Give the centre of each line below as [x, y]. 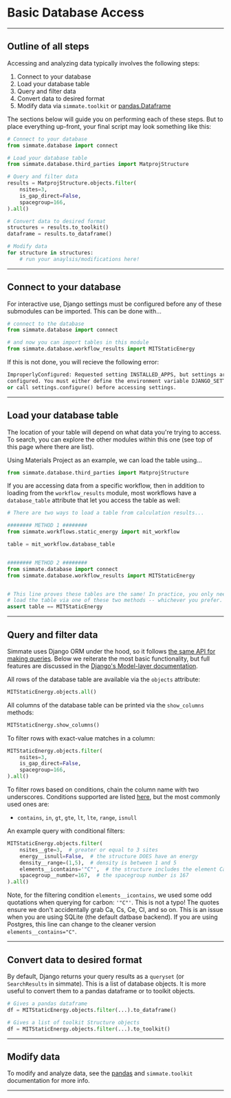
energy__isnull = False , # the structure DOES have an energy [109, 856]
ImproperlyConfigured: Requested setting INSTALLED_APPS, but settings [112, 375]
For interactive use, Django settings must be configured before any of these [114, 304]
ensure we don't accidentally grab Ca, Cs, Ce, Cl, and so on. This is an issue [115, 910]
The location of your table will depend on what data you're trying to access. [114, 432]
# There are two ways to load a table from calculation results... [106, 513]
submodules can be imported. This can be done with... [84, 311]
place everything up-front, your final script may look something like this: [109, 126]
